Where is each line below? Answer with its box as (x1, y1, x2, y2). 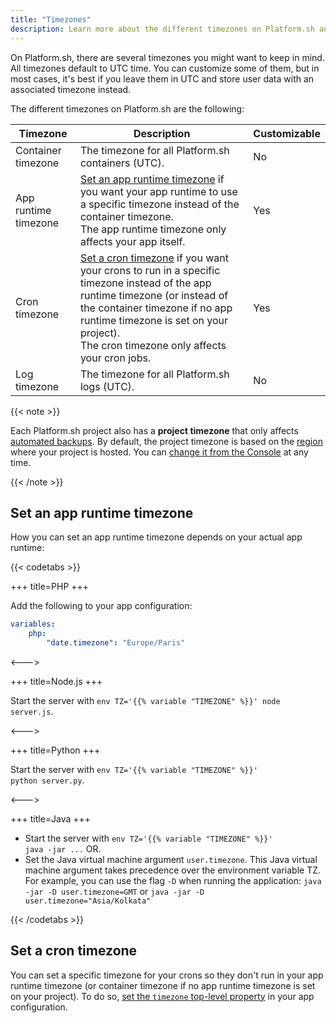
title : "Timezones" (10, 14, 92, 25)
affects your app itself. (79, 234, 186, 248)
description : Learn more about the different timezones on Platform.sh (10, 24, 315, 34)
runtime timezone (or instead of (79, 288, 229, 302)
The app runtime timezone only (79, 222, 227, 236)
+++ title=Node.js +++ (10, 675, 103, 687)
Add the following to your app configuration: (10, 600, 193, 612)
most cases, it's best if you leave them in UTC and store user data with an (10, 72, 315, 85)
